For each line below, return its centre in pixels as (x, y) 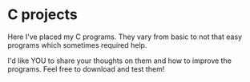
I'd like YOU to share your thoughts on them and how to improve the (119, 61)
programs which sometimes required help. (77, 45)
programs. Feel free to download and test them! (86, 68)
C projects (42, 15)
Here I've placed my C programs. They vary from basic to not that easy (125, 37)
